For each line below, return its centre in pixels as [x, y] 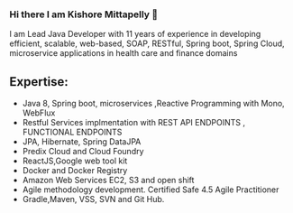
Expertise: [39, 82]
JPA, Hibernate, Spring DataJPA [82, 142]
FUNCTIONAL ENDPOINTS [72, 132]
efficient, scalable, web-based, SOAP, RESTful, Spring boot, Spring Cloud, [147, 43]
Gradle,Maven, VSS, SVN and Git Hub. [93, 199]
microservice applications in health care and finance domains [124, 53]
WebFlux [39, 113]
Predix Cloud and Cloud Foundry [83, 152]
